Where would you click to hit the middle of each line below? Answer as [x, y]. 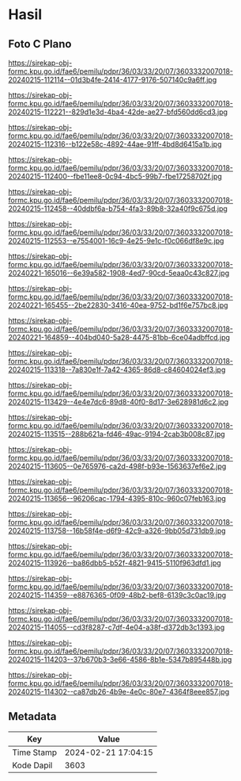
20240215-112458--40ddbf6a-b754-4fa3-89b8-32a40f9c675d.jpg [118, 209]
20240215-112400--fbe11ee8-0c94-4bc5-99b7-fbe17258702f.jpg [115, 176]
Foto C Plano [40, 44]
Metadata [32, 716]
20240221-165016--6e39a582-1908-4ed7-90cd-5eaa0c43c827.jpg [119, 273]
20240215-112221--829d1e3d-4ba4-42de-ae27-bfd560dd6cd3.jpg [118, 112]
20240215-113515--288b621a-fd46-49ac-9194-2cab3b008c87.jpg [117, 434]
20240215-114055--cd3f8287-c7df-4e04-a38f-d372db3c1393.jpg [117, 627]
